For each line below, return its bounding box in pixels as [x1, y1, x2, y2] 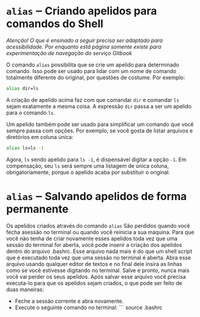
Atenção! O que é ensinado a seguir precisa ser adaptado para [6, 37, 163, 44]
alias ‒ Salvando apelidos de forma [6, 189, 187, 203]
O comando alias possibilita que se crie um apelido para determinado [6, 61, 180, 68]
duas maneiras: [6, 286, 44, 293]
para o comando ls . [6, 109, 56, 116]
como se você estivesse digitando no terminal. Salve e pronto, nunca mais [6, 267, 190, 274]
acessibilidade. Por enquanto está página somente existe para [6, 43, 162, 50]
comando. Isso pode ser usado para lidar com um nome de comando [6, 67, 177, 74]
